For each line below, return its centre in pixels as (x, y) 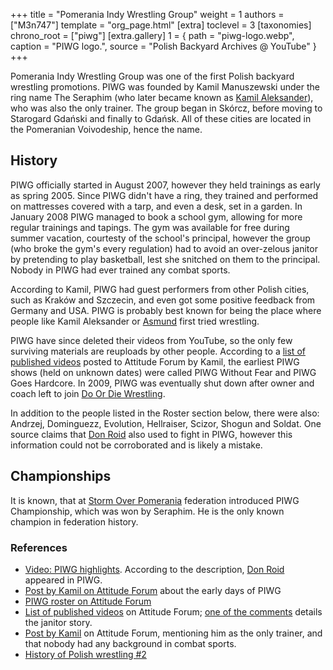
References (39, 547)
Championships (61, 476)
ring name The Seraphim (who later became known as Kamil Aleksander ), (162, 97)
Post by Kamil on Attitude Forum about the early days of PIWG (153, 590)
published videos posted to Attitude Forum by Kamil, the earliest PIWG (155, 361)
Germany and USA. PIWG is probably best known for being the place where (166, 310)
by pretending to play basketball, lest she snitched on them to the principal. (165, 259)
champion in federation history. (74, 521)
